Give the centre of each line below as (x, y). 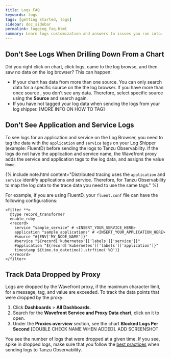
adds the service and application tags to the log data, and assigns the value (85, 159)
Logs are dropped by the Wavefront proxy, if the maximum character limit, (83, 287)
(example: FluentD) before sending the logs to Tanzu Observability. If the (82, 148)
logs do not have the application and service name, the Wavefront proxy (81, 154)
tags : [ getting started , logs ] (39, 19)
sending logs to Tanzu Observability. (44, 350)
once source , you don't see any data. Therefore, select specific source (88, 93)
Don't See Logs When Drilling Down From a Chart (85, 54)
